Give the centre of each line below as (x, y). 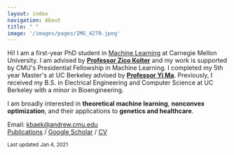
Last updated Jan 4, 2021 (38, 145)
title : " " (23, 27)
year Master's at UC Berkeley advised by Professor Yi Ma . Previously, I (110, 75)
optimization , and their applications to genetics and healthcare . (101, 111)
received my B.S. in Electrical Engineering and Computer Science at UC (110, 83)
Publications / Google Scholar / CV (57, 132)
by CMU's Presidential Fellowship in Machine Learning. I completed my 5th (115, 68)
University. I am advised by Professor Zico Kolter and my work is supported (117, 61)
